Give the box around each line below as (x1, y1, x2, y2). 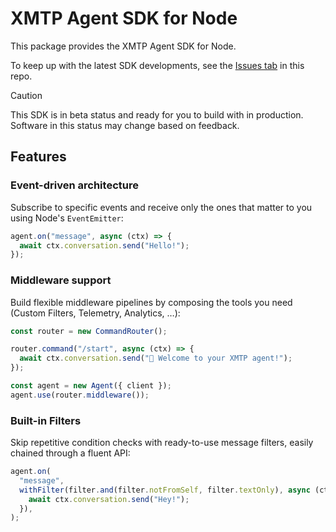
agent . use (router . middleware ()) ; (10, 390, 150, 400)
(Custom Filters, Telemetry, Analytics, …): (10, 307, 181, 319)
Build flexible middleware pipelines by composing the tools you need (10, 296, 293, 308)
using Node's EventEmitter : (10, 212, 124, 224)
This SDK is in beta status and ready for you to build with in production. (10, 108, 304, 121)
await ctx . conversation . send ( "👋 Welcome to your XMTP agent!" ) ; (19, 353, 293, 364)
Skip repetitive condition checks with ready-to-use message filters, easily (10, 437, 314, 449)
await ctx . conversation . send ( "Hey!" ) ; (28, 494, 190, 504)
